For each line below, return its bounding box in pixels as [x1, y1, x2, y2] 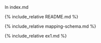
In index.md [4, 4, 29, 10]
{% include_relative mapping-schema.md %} [4, 23, 97, 29]
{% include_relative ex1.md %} [4, 33, 67, 39]
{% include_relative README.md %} [4, 14, 79, 19]
